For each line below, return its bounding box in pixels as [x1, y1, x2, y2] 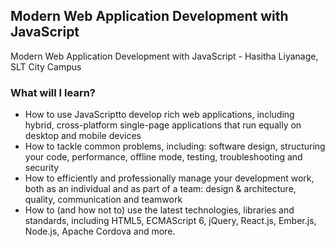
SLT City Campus [10, 60, 82, 73]
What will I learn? [10, 85, 97, 99]
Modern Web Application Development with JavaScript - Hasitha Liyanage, [10, 50, 319, 62]
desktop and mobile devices [24, 130, 142, 142]
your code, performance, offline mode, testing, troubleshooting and [24, 151, 303, 163]
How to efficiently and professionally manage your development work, [24, 172, 315, 184]
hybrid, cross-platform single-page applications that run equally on [24, 119, 302, 131]
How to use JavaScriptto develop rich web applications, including [24, 109, 295, 121]
